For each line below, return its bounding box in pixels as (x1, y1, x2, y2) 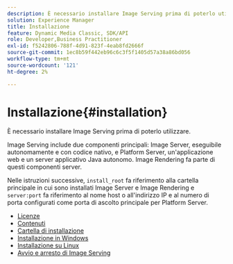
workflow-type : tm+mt (7, 56, 70, 63)
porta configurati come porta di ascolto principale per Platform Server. (7, 199, 208, 207)
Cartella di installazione (17, 226, 85, 235)
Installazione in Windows (17, 234, 89, 242)
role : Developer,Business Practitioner (7, 36, 123, 43)
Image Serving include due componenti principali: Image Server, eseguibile (7, 140, 222, 149)
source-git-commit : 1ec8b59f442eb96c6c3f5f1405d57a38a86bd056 (7, 49, 191, 56)
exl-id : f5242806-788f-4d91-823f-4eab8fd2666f (7, 42, 144, 49)
